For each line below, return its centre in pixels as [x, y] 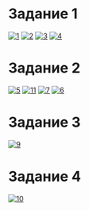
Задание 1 [43, 14]
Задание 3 [44, 122]
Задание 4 [45, 177]
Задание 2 [44, 68]
